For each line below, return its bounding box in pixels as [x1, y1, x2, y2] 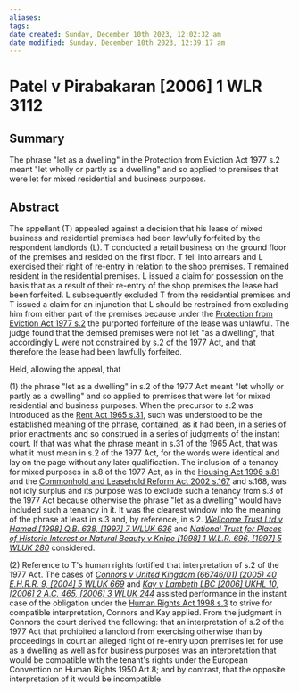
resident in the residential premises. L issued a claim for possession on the [9, 271, 284, 281]
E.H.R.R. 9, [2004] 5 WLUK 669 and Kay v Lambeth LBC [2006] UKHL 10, [9, 579, 279, 589]
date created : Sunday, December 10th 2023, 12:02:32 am [9, 29, 221, 38]
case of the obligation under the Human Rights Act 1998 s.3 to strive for [9, 597, 273, 608]
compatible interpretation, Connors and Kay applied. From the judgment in [9, 607, 283, 618]
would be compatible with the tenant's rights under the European [9, 655, 248, 665]
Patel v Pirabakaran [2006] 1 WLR [9, 77, 262, 96]
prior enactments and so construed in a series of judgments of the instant [9, 429, 280, 439]
